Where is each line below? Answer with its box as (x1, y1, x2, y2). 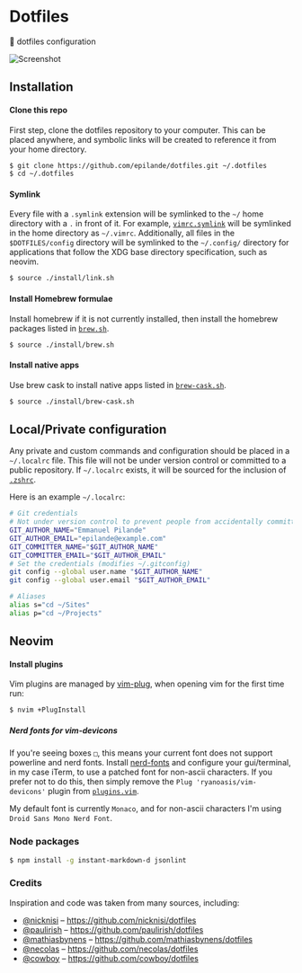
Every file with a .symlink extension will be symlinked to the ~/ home (9, 208, 264, 219)
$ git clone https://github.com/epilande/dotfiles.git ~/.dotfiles (9, 161, 268, 170)
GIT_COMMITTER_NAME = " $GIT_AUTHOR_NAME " (9, 542, 159, 552)
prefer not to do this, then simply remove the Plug (9, 776, 193, 787)
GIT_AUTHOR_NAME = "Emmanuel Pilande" (9, 526, 147, 535)
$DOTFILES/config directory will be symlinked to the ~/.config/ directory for (9, 237, 289, 248)
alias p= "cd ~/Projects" (9, 608, 102, 617)
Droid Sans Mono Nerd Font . (9, 813, 113, 824)
